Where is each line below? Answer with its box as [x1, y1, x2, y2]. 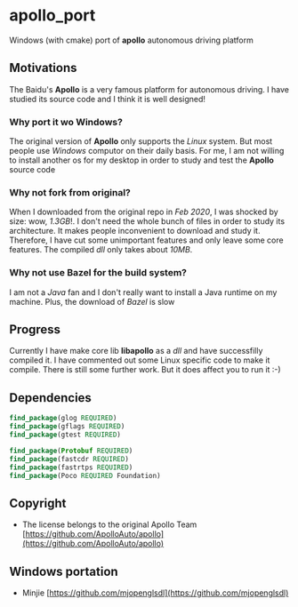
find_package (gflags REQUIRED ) [9, 422, 125, 431]
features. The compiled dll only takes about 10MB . [9, 244, 193, 255]
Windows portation [9, 563, 118, 579]
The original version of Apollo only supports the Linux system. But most [9, 136, 273, 147]
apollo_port [9, 5, 96, 26]
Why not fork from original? [9, 186, 132, 198]
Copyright [9, 495, 67, 511]
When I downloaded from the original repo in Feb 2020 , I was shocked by [9, 206, 278, 218]
